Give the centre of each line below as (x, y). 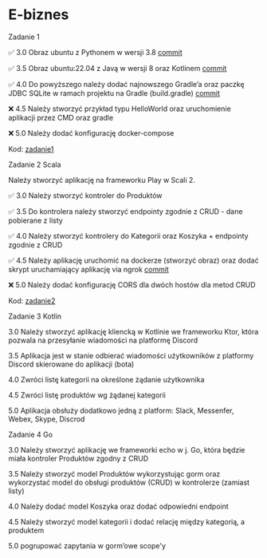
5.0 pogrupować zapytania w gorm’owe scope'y (87, 545)
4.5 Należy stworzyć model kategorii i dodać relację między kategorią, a (127, 521)
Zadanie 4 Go (31, 434)
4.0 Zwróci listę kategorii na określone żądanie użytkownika (106, 379)
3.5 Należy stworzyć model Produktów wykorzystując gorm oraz (114, 473)
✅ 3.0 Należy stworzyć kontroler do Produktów (85, 195)
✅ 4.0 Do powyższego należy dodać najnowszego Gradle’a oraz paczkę (126, 84)
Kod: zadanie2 (32, 300)
